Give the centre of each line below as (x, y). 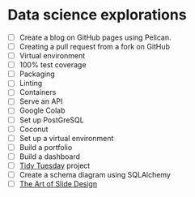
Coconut (34, 129)
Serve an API (41, 101)
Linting (31, 84)
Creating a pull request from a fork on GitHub (95, 47)
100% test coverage (53, 65)
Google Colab (42, 110)
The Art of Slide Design (58, 183)
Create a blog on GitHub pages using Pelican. (95, 37)
